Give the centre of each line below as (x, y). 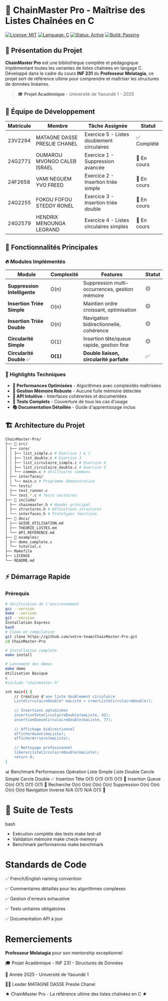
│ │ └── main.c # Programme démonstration (50, 481)
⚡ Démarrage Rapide (38, 577)
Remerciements (39, 939)
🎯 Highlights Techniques (35, 375)
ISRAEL (44, 168)
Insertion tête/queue (107, 339)
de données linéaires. (27, 84)
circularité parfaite (106, 360)
